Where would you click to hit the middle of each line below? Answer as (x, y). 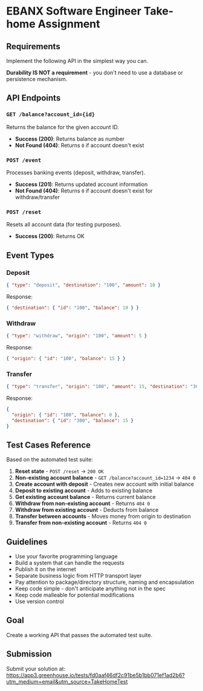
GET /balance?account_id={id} (51, 114)
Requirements (33, 46)
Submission (29, 654)
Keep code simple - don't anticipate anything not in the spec (90, 589)
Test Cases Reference (48, 445)
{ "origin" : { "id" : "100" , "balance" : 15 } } (66, 359)
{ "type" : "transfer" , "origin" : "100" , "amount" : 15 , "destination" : (97, 387)
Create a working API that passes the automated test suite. (79, 635)
